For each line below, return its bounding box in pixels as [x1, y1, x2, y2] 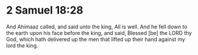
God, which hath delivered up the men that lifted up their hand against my [6, 35, 185, 43]
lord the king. [6, 42, 38, 49]
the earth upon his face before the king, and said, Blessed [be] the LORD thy [6, 29, 192, 36]
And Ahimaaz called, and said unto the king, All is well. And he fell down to [6, 23, 187, 30]
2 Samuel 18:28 [6, 4, 84, 17]
